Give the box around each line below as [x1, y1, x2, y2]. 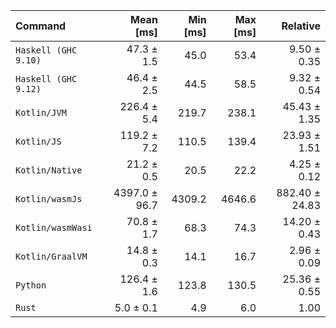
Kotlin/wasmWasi [15, 222, 93, 233]
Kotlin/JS [15, 136, 62, 147]
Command [15, 19, 67, 33]
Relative [281, 19, 321, 33]
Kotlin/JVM [15, 107, 67, 118]
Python [15, 280, 47, 291]
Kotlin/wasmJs [15, 194, 83, 204]
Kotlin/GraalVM [15, 251, 88, 262]
